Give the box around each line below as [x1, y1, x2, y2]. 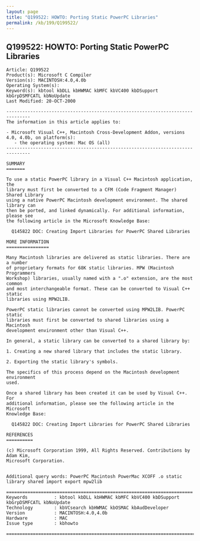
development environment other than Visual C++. [6, 328, 129, 334]
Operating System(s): [6, 83, 60, 89]
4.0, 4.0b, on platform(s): [6, 135, 76, 141]
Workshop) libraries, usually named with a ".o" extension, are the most [6, 275, 193, 282]
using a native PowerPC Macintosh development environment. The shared [6, 197, 187, 203]
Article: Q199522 [6, 67, 49, 73]
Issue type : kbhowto [6, 521, 79, 527]
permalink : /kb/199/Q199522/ [6, 20, 79, 26]
